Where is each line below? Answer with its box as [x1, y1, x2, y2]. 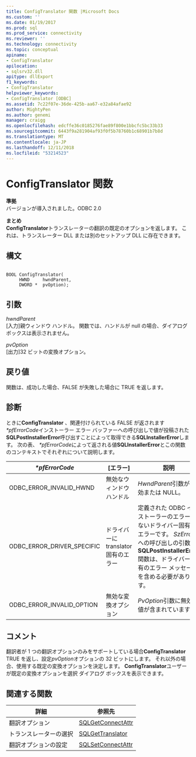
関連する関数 [6, 689, 52, 698]
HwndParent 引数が [138, 479, 190, 488]
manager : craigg [6, 118, 45, 124]
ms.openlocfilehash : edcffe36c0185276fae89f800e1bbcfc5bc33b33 [6, 123, 163, 129]
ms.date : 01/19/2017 [6, 19, 57, 25]
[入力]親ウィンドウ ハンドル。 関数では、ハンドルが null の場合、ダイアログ [6, 322, 188, 329]
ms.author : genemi [6, 112, 51, 118]
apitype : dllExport [6, 74, 54, 80]
